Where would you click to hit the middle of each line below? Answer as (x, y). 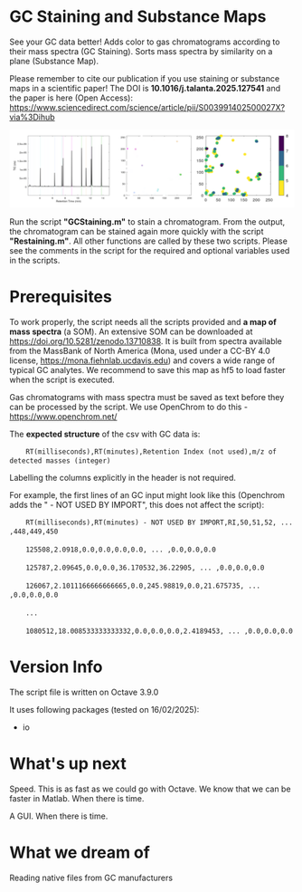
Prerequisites (61, 297)
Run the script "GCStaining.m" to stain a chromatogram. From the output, (147, 221)
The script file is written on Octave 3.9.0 (84, 692)
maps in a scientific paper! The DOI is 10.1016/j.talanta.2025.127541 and (145, 88)
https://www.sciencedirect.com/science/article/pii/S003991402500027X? (147, 107)
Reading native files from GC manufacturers (91, 878)
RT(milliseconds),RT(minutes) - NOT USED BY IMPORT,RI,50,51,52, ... (160, 523)
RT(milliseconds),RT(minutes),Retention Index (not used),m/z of (151, 451)
